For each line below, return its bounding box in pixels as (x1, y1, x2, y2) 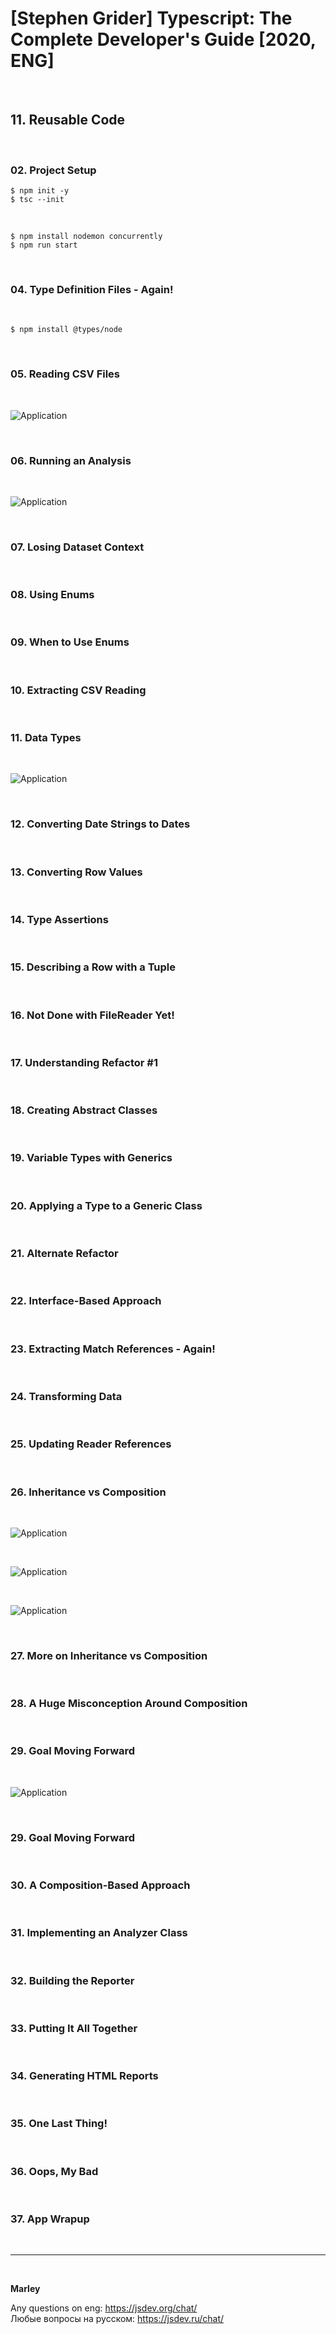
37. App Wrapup (10, 2212, 90, 2226)
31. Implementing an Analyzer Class (10, 1926, 188, 1940)
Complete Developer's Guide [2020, (10, 28, 317, 51)
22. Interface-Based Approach (10, 1294, 162, 1308)
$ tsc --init (10, 195, 65, 205)
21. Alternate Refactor (10, 1247, 119, 1261)
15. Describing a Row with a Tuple (10, 960, 177, 974)
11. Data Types (10, 731, 82, 745)
